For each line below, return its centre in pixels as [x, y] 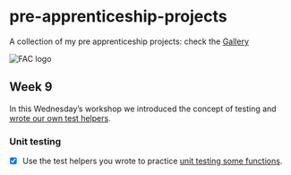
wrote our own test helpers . [60, 118]
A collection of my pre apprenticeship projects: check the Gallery [129, 41]
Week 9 [31, 87]
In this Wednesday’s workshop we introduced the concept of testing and [143, 109]
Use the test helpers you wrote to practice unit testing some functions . [152, 161]
